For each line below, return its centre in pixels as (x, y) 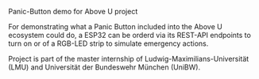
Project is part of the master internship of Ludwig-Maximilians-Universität (129, 59)
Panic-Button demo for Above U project (73, 11)
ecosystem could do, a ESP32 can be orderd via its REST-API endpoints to (130, 35)
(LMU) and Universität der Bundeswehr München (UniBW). (104, 67)
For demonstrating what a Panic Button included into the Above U (115, 26)
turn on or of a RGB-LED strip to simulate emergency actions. (108, 43)
